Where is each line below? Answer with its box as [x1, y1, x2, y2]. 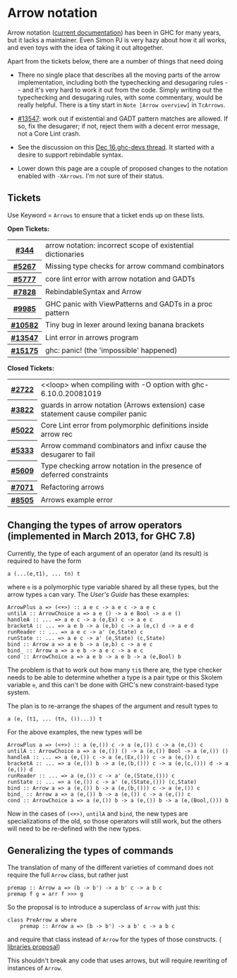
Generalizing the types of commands [7, 845, 174, 857]
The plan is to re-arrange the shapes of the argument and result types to [7, 701, 219, 710]
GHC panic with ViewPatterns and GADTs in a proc [45, 298, 213, 308]
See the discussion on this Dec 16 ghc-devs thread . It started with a [17, 143, 215, 151]
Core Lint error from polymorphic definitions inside [40, 421, 209, 430]
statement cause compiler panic [40, 409, 147, 419]
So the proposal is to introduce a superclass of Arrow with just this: [7, 903, 201, 912]
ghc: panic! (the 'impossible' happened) [45, 346, 178, 355]
